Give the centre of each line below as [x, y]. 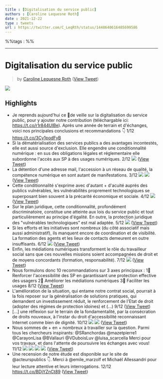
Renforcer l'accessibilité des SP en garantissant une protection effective [84, 275]
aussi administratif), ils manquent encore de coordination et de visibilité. [84, 233]
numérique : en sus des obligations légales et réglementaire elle [76, 153]
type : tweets [19, 23]
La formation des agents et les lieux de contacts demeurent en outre [80, 238]
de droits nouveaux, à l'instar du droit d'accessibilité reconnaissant [79, 316]
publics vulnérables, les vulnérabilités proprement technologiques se [81, 190]
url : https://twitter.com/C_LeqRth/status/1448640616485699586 [71, 28]
